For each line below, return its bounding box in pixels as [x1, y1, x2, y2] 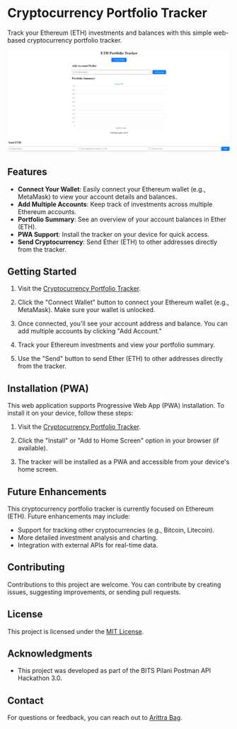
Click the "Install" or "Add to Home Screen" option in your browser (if [17, 436, 219, 445]
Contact [7, 694, 44, 706]
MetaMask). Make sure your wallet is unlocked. [17, 306, 156, 314]
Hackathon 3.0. [17, 674, 62, 682]
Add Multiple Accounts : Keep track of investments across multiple [17, 200, 213, 208]
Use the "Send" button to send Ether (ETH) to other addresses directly [17, 355, 223, 363]
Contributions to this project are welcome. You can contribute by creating [7, 580, 221, 589]
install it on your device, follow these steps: [7, 409, 134, 418]
